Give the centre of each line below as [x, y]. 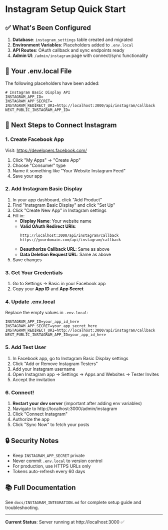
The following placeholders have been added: [52, 83]
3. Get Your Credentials [34, 272]
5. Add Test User [26, 347]
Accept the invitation [34, 379]
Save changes [27, 260]
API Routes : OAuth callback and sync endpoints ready [68, 50]
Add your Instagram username [44, 369]
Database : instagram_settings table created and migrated [72, 39]
